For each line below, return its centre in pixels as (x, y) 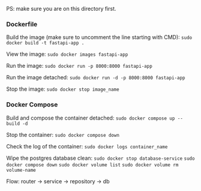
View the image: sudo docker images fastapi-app (67, 54)
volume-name (21, 170)
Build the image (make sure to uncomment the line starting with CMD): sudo (99, 37)
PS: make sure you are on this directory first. (61, 9)
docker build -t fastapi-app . (45, 43)
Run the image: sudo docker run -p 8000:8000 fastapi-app (79, 66)
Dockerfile (22, 24)
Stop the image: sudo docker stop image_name (63, 89)
